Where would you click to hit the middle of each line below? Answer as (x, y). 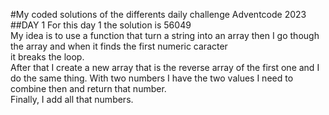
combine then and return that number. (88, 88)
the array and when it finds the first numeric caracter (119, 46)
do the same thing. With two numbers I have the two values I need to (152, 78)
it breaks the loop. (47, 57)
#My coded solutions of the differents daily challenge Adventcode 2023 (158, 14)
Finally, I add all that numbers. (72, 99)
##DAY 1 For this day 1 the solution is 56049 (101, 25)
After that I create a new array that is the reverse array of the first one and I (165, 67)
